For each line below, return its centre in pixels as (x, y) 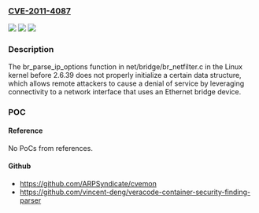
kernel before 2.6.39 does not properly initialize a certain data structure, (125, 75)
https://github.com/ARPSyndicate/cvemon (88, 183)
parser (30, 200)
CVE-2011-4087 (39, 11)
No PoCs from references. (50, 148)
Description (31, 50)
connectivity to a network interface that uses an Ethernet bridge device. (125, 91)
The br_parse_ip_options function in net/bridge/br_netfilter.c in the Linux (125, 66)
